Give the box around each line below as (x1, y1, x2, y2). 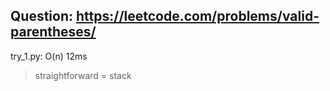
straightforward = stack (34, 69, 132, 81)
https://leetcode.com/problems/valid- (75, 8, 320, 25)
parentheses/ (10, 24, 97, 41)
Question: (10, 8, 74, 25)
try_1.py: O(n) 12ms (10, 50, 88, 62)
